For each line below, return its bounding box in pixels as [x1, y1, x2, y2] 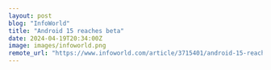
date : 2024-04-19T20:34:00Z [8, 34, 103, 43]
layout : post [8, 11, 52, 20]
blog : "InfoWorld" [8, 19, 70, 27]
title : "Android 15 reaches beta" [8, 27, 125, 35]
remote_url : [8, 49, 48, 57]
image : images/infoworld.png [8, 42, 106, 50]
